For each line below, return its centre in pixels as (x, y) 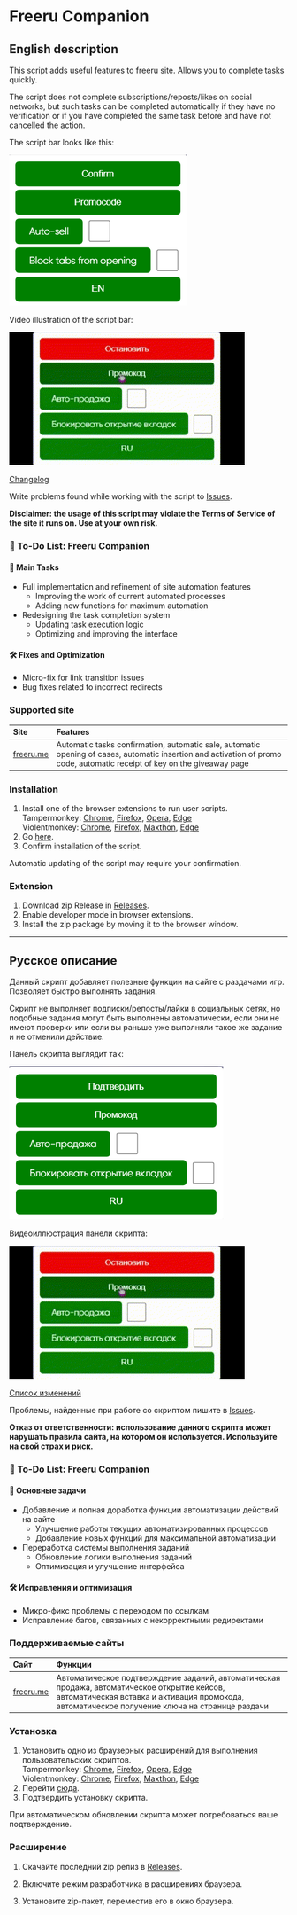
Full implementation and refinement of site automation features (137, 587)
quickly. (23, 80)
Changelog (29, 479)
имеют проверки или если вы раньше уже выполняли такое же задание (146, 1028)
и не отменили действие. (57, 1037)
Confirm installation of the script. (82, 846)
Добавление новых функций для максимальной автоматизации (156, 1538)
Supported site (42, 710)
